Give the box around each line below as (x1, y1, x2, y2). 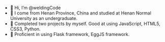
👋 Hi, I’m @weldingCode (10, 5, 61, 10)
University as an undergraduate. (10, 15, 78, 21)
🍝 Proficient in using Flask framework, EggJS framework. (10, 31, 130, 37)
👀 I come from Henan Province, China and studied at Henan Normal (10, 10, 151, 16)
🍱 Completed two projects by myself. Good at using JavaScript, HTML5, (10, 20, 161, 26)
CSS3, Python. (10, 26, 41, 32)
